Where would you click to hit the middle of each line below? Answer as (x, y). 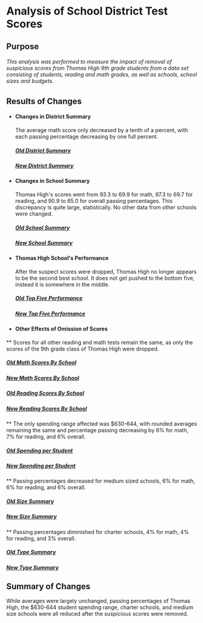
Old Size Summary (30, 501)
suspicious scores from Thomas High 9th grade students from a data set (98, 68)
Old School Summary (42, 228)
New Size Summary (32, 516)
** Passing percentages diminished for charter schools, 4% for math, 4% (98, 532)
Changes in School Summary (52, 181)
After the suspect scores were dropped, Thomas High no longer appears (106, 271)
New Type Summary (32, 567)
